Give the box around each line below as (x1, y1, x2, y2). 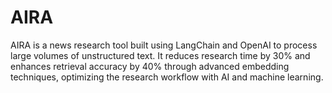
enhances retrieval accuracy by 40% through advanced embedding (10, 60, 290, 72)
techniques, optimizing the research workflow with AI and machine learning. (10, 71, 324, 83)
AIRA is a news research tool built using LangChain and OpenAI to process (10, 39, 318, 51)
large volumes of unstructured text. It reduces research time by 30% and (10, 49, 311, 61)
